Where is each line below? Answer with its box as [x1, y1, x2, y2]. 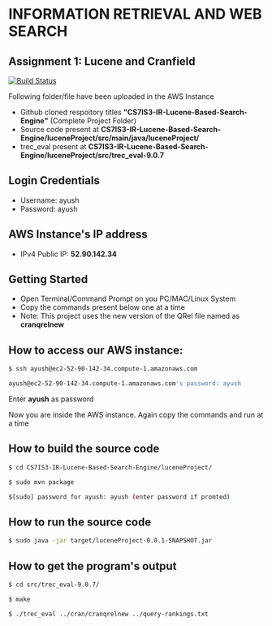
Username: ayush [19, 195, 80, 205]
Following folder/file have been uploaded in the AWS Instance [8, 92, 214, 101]
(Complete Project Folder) [50, 116, 136, 126]
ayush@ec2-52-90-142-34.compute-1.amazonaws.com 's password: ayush [8, 379, 242, 388]
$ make [8, 595, 31, 603]
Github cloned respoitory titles [19, 107, 122, 117]
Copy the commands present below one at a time [19, 302, 185, 312]
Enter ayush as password [8, 394, 94, 404]
